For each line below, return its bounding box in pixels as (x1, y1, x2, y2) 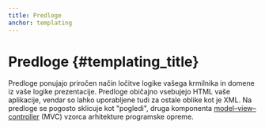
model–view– (213, 104, 257, 113)
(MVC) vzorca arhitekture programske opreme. (40, 112, 194, 122)
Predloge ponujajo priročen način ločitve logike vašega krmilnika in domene (8, 79, 255, 88)
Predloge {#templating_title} (8, 53, 199, 71)
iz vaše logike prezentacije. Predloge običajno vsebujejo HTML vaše (8, 87, 231, 97)
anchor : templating (8, 19, 73, 27)
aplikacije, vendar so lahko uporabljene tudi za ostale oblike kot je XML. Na (8, 95, 252, 105)
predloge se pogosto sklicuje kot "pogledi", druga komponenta (8, 104, 212, 113)
